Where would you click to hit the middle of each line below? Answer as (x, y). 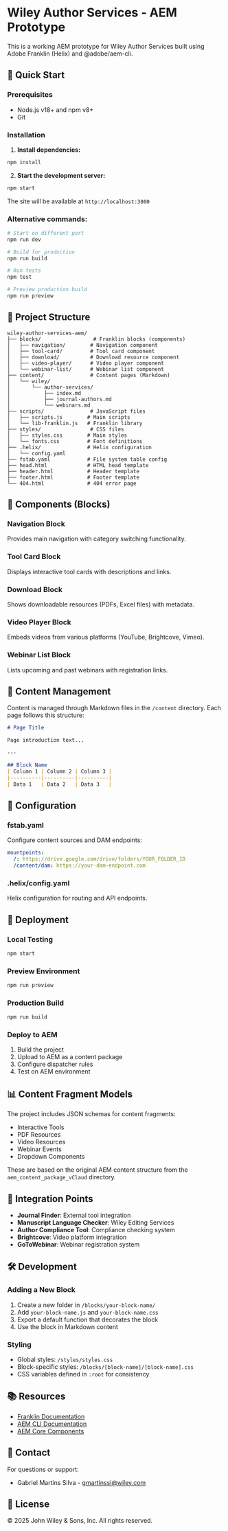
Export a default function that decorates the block (88, 1319)
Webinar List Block (39, 655)
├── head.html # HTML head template (78, 465)
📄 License (28, 1505)
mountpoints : (26, 853)
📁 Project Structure (49, 317)
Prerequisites (30, 95)
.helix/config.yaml (38, 883)
